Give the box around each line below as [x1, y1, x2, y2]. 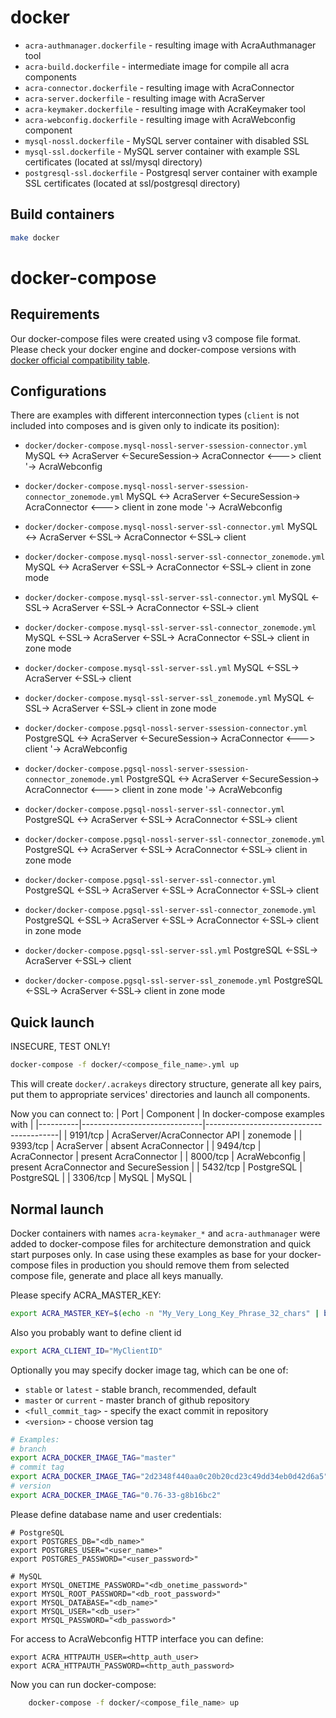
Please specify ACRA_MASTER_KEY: [10, 1289, 162, 1301]
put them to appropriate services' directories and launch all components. [10, 1089, 311, 1101]
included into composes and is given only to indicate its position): [10, 420, 280, 432]
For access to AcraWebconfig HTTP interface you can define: [10, 1632, 264, 1645]
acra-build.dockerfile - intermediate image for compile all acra [24, 60, 290, 72]
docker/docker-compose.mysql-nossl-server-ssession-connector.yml [24, 441, 308, 451]
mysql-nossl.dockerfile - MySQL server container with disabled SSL [24, 134, 310, 146]
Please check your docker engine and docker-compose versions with [10, 343, 297, 355]
